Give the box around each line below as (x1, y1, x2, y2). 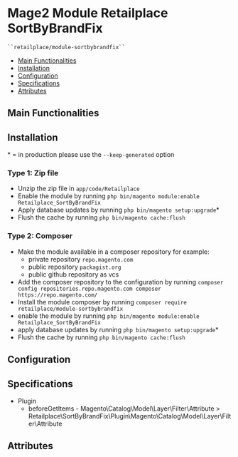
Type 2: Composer (7, 231, 73, 241)
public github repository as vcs (28, 269, 119, 279)
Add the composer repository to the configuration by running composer (17, 277, 224, 286)
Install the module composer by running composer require (17, 297, 187, 306)
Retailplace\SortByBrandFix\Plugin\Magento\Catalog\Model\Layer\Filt (28, 411, 232, 420)
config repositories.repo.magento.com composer (17, 285, 161, 292)
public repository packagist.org (28, 262, 121, 271)
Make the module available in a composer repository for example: (17, 247, 210, 256)
